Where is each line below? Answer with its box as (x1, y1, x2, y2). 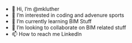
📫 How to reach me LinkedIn (11, 31, 82, 37)
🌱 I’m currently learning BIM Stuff (11, 18, 92, 24)
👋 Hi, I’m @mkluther (11, 6, 60, 12)
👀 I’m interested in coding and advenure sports (11, 12, 124, 19)
